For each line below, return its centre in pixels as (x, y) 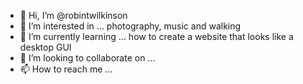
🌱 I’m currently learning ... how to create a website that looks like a (156, 36)
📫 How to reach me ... (66, 69)
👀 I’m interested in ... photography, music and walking (130, 26)
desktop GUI (45, 47)
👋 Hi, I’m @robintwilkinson (73, 15)
